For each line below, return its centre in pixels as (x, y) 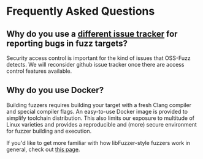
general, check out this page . (43, 149)
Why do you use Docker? (55, 90)
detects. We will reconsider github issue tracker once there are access (95, 65)
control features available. (39, 71)
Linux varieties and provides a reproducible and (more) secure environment (102, 124)
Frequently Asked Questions (81, 11)
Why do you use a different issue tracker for (92, 34)
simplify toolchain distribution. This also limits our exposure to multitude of (101, 118)
